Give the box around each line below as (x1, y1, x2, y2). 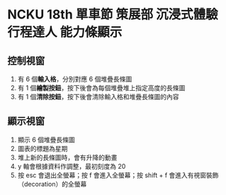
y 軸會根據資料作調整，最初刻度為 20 (17, 162, 126, 170)
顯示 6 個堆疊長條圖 (17, 135, 76, 144)
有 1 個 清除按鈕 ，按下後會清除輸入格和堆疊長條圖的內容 (17, 93, 179, 101)
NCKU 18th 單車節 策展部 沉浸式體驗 (7, 6, 218, 23)
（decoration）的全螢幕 (17, 179, 87, 188)
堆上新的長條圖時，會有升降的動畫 (17, 153, 118, 162)
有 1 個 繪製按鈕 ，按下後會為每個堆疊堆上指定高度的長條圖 (17, 84, 186, 92)
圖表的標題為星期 (17, 144, 68, 152)
